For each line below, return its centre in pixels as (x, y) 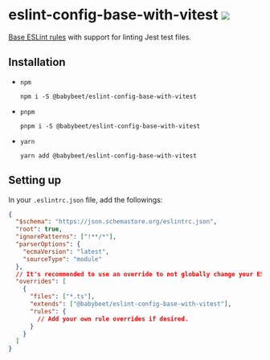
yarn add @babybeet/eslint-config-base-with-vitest (108, 155)
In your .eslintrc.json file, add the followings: (86, 199)
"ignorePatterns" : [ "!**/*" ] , (66, 237)
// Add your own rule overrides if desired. (113, 319)
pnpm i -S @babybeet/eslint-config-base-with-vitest (110, 126)
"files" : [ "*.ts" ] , (62, 297)
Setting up (35, 180)
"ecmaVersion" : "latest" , (66, 252)
